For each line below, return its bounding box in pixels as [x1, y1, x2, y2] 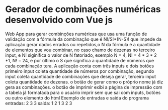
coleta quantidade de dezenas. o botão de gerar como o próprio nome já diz [5, 79, 163, 85]
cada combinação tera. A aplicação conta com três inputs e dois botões [5, 63, 154, 69]
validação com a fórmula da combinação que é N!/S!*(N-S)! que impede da [5, 36, 162, 42]
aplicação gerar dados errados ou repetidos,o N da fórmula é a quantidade [5, 41, 160, 47]
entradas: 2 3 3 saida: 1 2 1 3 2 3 [5, 100, 72, 106]
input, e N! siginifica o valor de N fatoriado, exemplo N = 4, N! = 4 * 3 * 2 [5, 52, 157, 58]
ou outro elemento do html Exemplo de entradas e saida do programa [5, 94, 149, 101]
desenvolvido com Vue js [5, 14, 113, 26]
